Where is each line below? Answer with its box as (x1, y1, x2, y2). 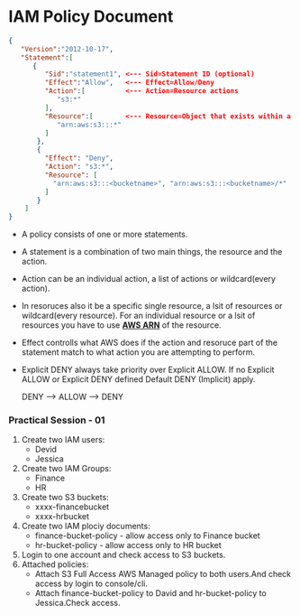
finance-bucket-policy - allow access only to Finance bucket (34, 530, 260, 541)
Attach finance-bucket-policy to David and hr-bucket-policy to (34, 588, 267, 599)
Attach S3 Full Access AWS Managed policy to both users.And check (34, 569, 292, 580)
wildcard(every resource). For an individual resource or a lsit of (21, 310, 256, 321)
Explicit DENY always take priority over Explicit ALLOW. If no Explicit (21, 364, 275, 376)
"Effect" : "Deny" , (44, 154, 114, 163)
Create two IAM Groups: (21, 463, 112, 474)
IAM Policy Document (8, 6, 174, 27)
